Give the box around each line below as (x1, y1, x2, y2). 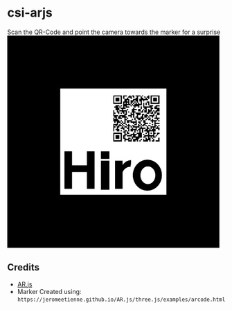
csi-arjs (7, 5, 53, 21)
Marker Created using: (17, 287, 82, 295)
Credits (7, 261, 40, 273)
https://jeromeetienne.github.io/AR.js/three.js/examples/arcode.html (17, 296, 226, 303)
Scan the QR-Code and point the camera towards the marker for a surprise (7, 28, 221, 36)
